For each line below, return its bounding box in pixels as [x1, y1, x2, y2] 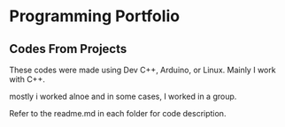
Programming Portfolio [9, 6, 180, 26]
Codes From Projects [9, 41, 127, 56]
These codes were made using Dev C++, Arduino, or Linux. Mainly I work [9, 64, 276, 75]
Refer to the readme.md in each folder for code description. [9, 108, 227, 118]
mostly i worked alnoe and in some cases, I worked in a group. [9, 91, 237, 101]
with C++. [9, 74, 46, 85]
